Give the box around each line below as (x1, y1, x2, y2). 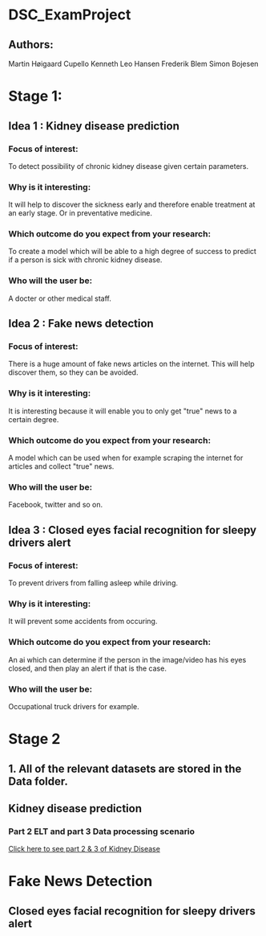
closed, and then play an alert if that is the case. (8, 663, 167, 673)
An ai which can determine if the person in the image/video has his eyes (8, 655, 247, 664)
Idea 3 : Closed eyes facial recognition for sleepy (8, 523, 257, 536)
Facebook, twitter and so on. (8, 500, 103, 510)
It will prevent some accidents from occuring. (8, 617, 158, 626)
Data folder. (8, 774, 68, 788)
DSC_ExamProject (8, 6, 131, 24)
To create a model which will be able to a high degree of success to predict (8, 247, 256, 257)
